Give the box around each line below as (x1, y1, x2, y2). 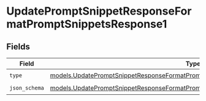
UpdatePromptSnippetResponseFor (6, 4, 192, 18)
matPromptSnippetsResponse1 (6, 17, 167, 31)
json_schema (9, 84, 45, 91)
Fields (6, 41, 31, 52)
